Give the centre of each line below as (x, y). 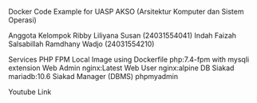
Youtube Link (30, 92)
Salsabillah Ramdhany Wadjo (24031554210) (81, 44)
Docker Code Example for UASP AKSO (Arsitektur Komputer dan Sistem (126, 12)
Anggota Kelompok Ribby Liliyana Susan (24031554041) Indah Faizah (123, 36)
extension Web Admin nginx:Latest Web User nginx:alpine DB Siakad (121, 68)
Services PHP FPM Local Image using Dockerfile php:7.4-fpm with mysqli (129, 59)
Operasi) (23, 20)
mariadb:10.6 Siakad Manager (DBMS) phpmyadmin (93, 76)
